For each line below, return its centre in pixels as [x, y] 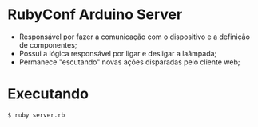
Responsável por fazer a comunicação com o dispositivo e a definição [135, 37]
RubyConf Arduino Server [95, 15]
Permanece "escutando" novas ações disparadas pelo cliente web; [129, 62]
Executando [48, 94]
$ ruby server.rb [36, 115]
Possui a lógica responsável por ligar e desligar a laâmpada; [118, 53]
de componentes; [48, 44]
